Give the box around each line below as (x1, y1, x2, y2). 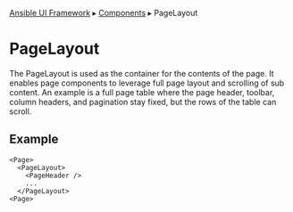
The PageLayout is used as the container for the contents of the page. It (9, 68, 274, 78)
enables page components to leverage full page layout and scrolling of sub (9, 77, 285, 88)
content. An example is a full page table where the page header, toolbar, (9, 86, 275, 97)
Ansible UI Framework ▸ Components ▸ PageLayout (9, 8, 198, 18)
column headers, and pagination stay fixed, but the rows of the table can (9, 96, 277, 107)
